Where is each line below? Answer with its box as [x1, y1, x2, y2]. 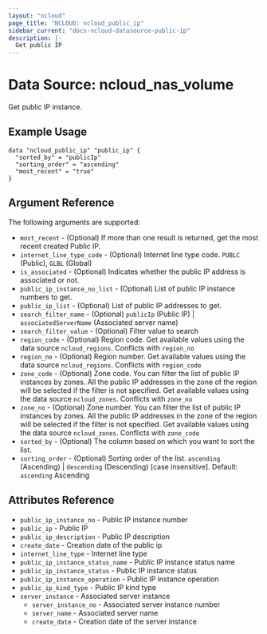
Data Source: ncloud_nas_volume [8, 76, 234, 94]
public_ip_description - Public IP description [19, 532, 170, 541]
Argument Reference [8, 196, 115, 210]
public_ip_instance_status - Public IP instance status [19, 565, 198, 575]
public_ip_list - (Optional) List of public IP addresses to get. [19, 300, 222, 310]
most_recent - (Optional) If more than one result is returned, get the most [19, 232, 259, 242]
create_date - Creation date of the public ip [19, 540, 163, 549]
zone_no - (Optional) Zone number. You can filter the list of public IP [19, 402, 241, 412]
